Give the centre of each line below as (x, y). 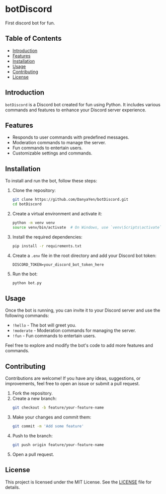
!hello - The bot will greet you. (44, 325)
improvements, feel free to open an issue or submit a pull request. (73, 384)
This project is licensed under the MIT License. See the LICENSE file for (79, 482)
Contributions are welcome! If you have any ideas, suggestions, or (73, 378)
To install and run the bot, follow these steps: (51, 181)
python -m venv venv (34, 223)
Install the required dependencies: (47, 237)
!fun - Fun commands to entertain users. (54, 336)
